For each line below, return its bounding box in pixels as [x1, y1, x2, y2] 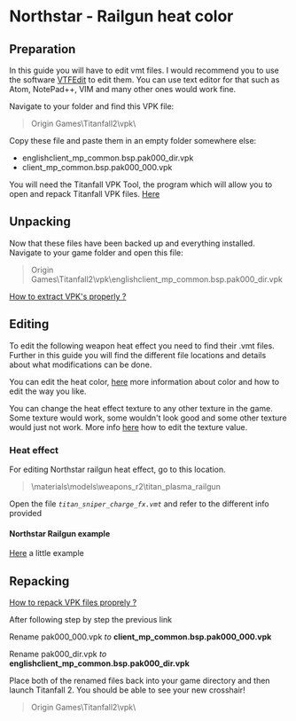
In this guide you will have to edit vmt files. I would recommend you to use [9, 65, 279, 75]
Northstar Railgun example [9, 528, 111, 538]
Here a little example [9, 548, 84, 559]
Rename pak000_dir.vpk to [9, 648, 107, 659]
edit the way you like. [9, 386, 87, 396]
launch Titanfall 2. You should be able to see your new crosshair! [9, 685, 245, 695]
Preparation [9, 42, 76, 57]
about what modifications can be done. [9, 359, 152, 370]
